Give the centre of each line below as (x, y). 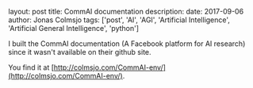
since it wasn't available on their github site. (80, 52)
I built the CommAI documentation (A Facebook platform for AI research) (127, 44)
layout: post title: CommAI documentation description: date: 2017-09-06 (126, 11)
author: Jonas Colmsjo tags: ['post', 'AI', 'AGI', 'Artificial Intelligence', (119, 20)
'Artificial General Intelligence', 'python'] (74, 28)
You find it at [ (31, 67)
